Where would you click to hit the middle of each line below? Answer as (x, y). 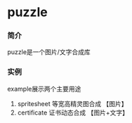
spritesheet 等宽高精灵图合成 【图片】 (72, 103)
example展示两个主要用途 (44, 89)
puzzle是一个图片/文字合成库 (49, 52)
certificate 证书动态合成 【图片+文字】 (73, 112)
